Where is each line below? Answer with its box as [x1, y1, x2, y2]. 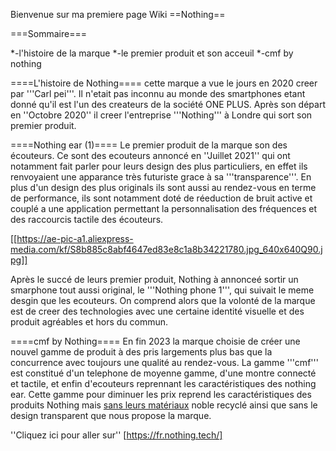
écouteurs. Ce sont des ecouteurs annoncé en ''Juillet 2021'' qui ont [10, 150, 291, 161]
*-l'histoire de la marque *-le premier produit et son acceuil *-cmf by [10, 47, 294, 59]
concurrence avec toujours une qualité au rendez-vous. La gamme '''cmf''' [10, 357, 319, 368]
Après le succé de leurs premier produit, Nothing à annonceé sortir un [10, 274, 299, 285]
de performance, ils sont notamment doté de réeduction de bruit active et [10, 192, 313, 204]
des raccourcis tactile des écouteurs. [10, 214, 164, 225]
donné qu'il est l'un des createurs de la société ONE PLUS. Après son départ [10, 99, 326, 110]
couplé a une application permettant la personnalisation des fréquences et [10, 203, 318, 214]
